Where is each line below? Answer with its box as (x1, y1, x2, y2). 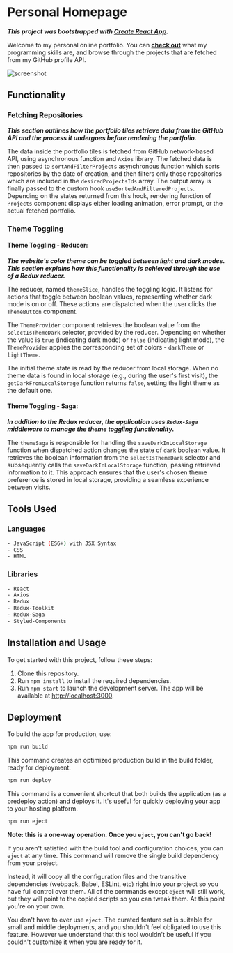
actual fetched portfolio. (7, 207, 77, 215)
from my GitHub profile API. (7, 55, 86, 63)
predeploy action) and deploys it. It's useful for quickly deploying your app (7, 797, 221, 806)
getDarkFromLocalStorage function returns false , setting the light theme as (7, 378, 220, 387)
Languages (7, 524, 47, 534)
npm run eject (7, 818, 49, 825)
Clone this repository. (17, 669, 79, 677)
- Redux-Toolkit (7, 605, 54, 612)
